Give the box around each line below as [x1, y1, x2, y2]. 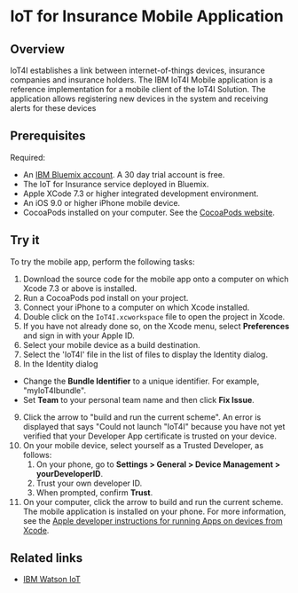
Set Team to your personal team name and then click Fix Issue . [22, 394, 255, 405]
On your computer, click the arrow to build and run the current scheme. [22, 496, 284, 507]
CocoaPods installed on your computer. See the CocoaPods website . [22, 207, 276, 217]
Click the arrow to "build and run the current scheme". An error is [22, 411, 262, 423]
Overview [10, 42, 66, 57]
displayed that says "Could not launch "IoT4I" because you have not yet [22, 421, 286, 431]
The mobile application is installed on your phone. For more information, [22, 506, 286, 517]
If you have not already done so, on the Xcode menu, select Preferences [22, 320, 290, 331]
